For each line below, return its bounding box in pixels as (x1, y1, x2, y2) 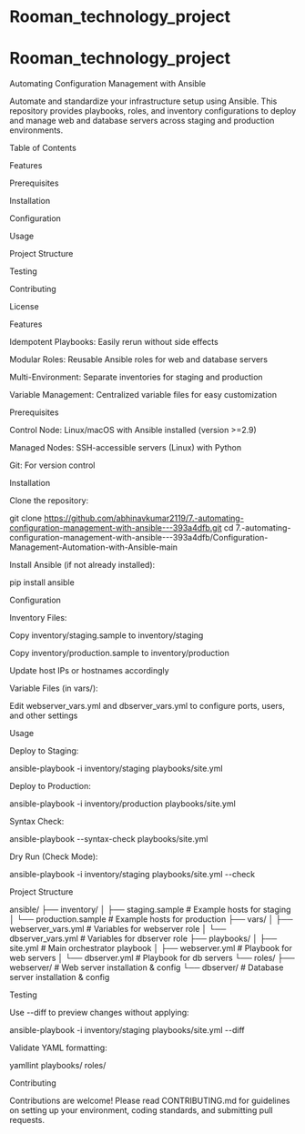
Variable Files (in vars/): (9, 683, 98, 694)
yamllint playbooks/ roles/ (9, 1060, 107, 1071)
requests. (9, 1115, 46, 1126)
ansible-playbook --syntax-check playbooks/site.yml (9, 834, 208, 845)
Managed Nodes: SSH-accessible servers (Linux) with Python (9, 442, 242, 453)
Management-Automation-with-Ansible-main (9, 542, 178, 552)
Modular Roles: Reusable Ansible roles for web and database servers (9, 354, 269, 365)
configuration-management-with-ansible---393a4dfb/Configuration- (9, 532, 269, 543)
